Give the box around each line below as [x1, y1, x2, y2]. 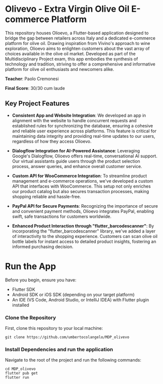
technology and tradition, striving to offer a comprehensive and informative [5, 61, 156, 67]
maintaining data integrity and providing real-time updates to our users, [12, 133, 156, 139]
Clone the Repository [5, 314, 56, 321]
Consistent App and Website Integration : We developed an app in [12, 112, 146, 118]
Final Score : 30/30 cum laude [5, 85, 65, 91]
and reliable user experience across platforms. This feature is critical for [12, 128, 157, 134]
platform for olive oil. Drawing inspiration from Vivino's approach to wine [5, 40, 150, 46]
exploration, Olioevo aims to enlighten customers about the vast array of [5, 45, 150, 51]
